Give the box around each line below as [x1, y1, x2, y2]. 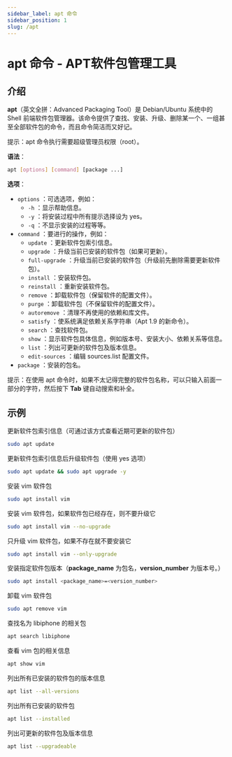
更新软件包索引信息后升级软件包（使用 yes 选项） [7, 454, 150, 462]
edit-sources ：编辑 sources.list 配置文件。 [27, 352, 153, 361]
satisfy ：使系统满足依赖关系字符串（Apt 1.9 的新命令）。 [27, 317, 193, 326]
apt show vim [7, 661, 45, 668]
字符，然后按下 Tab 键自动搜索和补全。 [25, 384, 138, 393]
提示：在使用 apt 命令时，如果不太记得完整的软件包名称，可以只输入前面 [7, 375, 216, 384]
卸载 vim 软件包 [7, 591, 52, 600]
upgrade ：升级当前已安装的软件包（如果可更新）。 [27, 247, 171, 256]
